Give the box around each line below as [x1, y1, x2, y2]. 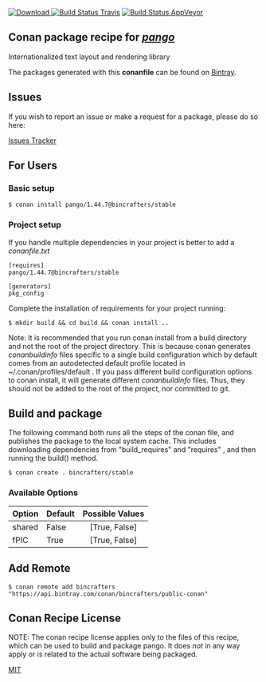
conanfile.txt [8, 246, 50, 256]
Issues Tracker [8, 136, 57, 145]
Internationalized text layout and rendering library [8, 52, 170, 61]
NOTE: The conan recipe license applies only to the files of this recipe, [8, 632, 240, 642]
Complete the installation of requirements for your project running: [8, 303, 226, 313]
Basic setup [8, 182, 55, 193]
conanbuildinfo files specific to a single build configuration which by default [8, 350, 257, 359]
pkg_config [8, 289, 45, 297]
